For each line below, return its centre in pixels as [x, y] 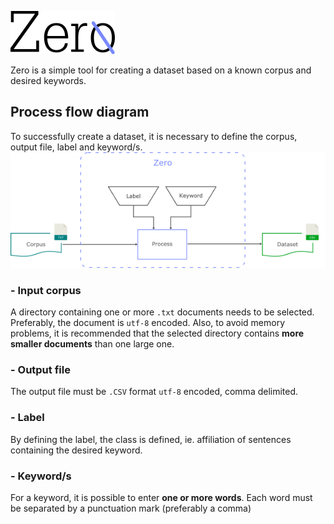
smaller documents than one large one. [92, 344]
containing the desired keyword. [76, 450]
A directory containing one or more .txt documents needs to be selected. [162, 312]
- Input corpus [46, 290]
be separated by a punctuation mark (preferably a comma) [131, 508]
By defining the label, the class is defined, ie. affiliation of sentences [151, 439]
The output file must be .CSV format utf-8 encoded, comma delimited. [154, 392]
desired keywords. [48, 80]
